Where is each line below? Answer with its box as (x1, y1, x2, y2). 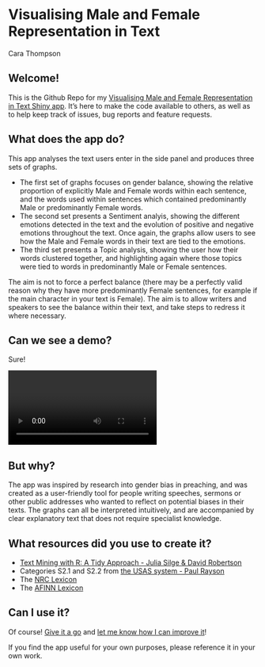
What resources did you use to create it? (8, 537, 212, 550)
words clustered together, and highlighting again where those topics (19, 253, 243, 263)
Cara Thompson (8, 48, 61, 58)
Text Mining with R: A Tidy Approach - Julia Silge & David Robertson (19, 558, 243, 567)
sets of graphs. (8, 162, 58, 171)
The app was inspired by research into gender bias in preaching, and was (8, 480, 248, 489)
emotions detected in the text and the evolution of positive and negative (19, 220, 255, 229)
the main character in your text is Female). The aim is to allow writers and (8, 293, 247, 303)
